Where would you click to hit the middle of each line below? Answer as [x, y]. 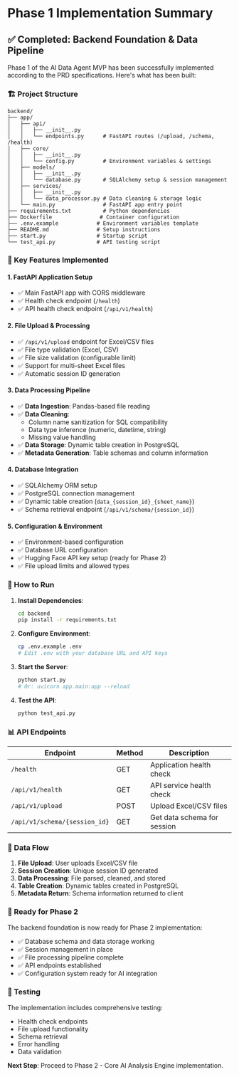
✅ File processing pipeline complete [71, 957]
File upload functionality [53, 1029]
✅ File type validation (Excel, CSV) [68, 350]
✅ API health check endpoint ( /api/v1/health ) [85, 309]
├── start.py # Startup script [78, 236]
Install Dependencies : [51, 600]
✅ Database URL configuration [63, 550]
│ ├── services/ [34, 186]
